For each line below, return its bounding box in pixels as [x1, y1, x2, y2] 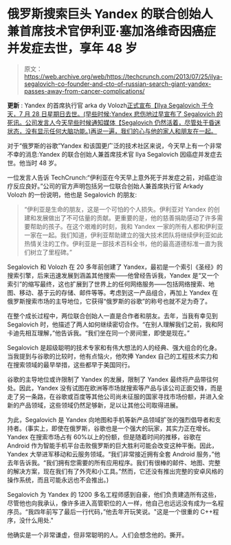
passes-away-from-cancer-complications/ [23, 87, 145, 95]
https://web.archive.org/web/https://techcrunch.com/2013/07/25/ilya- [23, 72, 223, 80]
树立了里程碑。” [30, 248, 72, 256]
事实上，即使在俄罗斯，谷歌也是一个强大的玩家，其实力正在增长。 [27, 424, 214, 432]
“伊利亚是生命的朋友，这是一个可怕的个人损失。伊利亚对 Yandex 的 [23, 205, 214, 213]
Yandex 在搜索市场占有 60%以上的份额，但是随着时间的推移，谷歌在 [7, 432, 201, 441]
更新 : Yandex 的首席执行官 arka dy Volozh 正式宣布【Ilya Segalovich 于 [7, 101, 208, 109]
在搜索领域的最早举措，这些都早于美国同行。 [7, 360, 134, 368]
